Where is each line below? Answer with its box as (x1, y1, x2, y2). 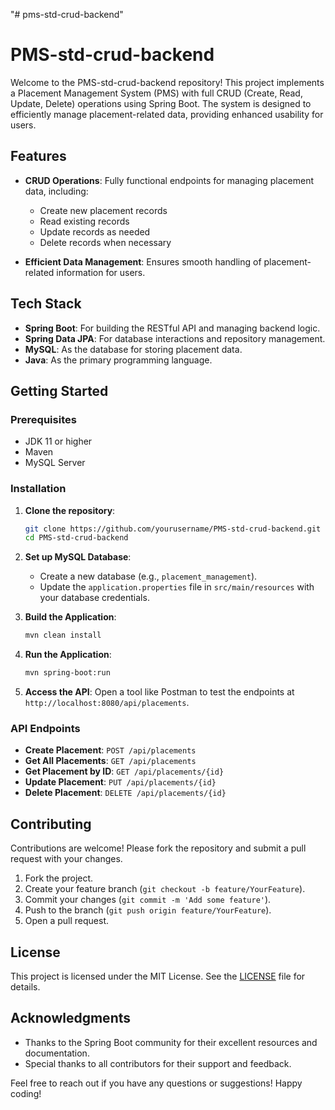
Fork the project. (24, 872, 94, 884)
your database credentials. (39, 592, 150, 604)
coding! (10, 1087, 42, 1099)
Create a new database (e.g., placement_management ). (39, 570, 258, 583)
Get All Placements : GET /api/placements (24, 755, 197, 767)
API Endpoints (10, 721, 81, 735)
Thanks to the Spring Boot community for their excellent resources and (24, 1036, 318, 1048)
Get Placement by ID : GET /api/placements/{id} (24, 765, 225, 778)
